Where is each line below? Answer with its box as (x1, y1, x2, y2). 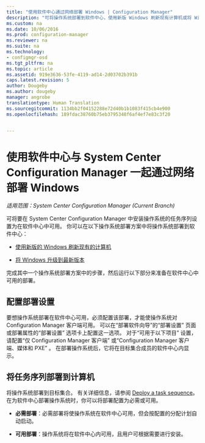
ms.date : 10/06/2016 (6, 26, 59, 32)
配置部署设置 (6, 296, 55, 307)
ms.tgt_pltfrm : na (6, 60, 53, 66)
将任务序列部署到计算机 (6, 372, 95, 382)
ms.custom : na (6, 20, 43, 26)
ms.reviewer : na (6, 37, 48, 43)
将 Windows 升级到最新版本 (15, 256, 85, 263)
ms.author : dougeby (6, 89, 56, 95)
